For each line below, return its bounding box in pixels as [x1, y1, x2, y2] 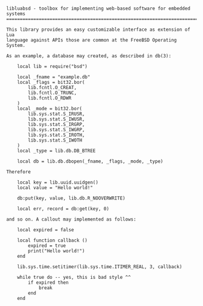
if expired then [28, 279, 69, 286]
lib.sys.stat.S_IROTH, [28, 132, 85, 138]
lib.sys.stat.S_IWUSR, [28, 116, 85, 122]
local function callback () [17, 237, 88, 243]
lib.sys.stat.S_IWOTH [28, 137, 83, 143]
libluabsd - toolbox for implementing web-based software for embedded [6, 5, 190, 11]
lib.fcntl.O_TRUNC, [28, 90, 77, 96]
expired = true [28, 243, 66, 249]
